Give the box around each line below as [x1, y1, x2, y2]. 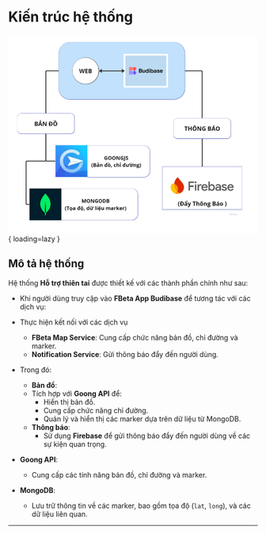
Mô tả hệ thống [8, 257, 85, 271]
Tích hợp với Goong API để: [31, 389, 123, 398]
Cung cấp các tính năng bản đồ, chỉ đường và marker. [31, 470, 207, 479]
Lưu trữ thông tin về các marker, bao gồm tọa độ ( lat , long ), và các [31, 501, 251, 510]
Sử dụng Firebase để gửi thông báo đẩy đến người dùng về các [43, 431, 251, 440]
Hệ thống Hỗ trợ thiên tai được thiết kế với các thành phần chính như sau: [8, 278, 249, 287]
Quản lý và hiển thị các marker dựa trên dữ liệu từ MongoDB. [43, 413, 241, 424]
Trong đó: [19, 365, 52, 375]
